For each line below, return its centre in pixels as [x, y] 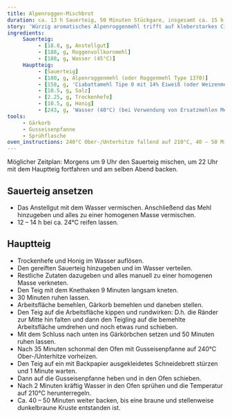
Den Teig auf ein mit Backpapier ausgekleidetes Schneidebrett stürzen [117, 363]
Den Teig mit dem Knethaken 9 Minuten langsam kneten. [98, 290]
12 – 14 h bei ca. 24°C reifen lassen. [68, 222]
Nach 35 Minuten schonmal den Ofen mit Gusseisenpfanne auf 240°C [117, 349]
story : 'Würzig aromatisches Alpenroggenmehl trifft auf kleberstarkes [112, 26]
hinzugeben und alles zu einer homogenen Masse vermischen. [106, 214]
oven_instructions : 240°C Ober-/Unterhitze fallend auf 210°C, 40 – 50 [112, 142]
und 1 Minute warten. [47, 371]
